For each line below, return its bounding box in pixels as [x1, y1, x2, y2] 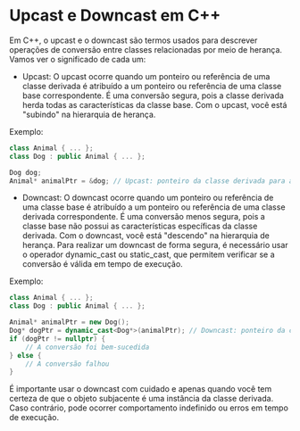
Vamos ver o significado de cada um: [9, 54, 146, 64]
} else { [9, 351, 42, 360]
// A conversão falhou [25, 359, 110, 369]
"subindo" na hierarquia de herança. [21, 109, 156, 120]
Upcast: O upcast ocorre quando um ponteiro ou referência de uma [21, 70, 271, 81]
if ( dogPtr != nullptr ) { [9, 334, 105, 344]
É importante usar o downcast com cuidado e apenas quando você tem [9, 384, 272, 394]
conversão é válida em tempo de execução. [21, 259, 183, 269]
